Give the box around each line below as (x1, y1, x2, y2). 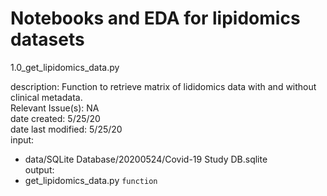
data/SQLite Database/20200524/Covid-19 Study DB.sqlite (24, 153, 268, 165)
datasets (10, 28, 85, 51)
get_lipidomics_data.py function (24, 174, 158, 186)
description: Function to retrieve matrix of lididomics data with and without (10, 80, 317, 92)
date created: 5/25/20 (10, 112, 101, 124)
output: (24, 163, 55, 176)
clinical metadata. (10, 91, 83, 103)
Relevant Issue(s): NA (10, 102, 100, 114)
